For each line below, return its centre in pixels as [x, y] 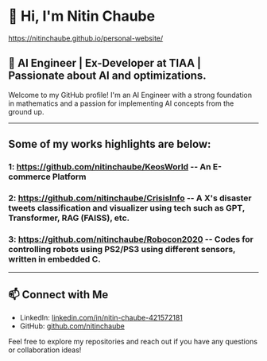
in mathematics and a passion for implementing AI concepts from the [121, 103]
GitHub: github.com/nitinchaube [72, 326]
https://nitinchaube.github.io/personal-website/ [86, 38]
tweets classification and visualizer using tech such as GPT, [126, 208]
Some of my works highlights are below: [110, 144]
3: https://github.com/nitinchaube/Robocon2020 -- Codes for [131, 239]
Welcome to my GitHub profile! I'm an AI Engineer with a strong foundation [130, 95]
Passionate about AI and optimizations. [107, 76]
